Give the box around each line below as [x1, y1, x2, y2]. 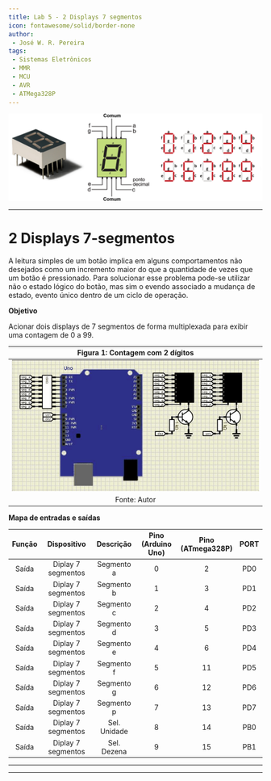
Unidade [99, 727, 129, 737]
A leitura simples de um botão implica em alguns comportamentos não [8, 255, 243, 266]
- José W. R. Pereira [11, 39, 85, 47]
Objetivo [8, 305, 38, 315]
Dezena [101, 746, 127, 756]
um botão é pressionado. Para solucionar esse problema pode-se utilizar [8, 273, 251, 283]
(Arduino [140, 540, 172, 549]
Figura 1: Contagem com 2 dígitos [77, 348, 194, 358]
